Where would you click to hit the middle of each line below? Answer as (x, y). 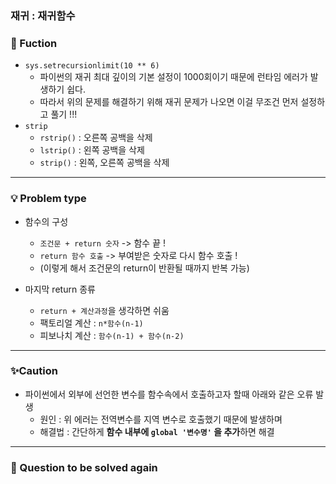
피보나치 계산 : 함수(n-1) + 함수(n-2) (112, 335)
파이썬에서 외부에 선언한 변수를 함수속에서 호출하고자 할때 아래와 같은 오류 (169, 394)
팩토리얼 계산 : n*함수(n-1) (91, 323)
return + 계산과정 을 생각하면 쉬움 (104, 310)
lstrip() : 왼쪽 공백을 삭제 (92, 150)
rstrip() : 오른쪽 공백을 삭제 (96, 138)
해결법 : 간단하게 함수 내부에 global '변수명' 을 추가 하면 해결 (157, 431)
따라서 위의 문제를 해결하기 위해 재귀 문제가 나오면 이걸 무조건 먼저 (169, 102)
